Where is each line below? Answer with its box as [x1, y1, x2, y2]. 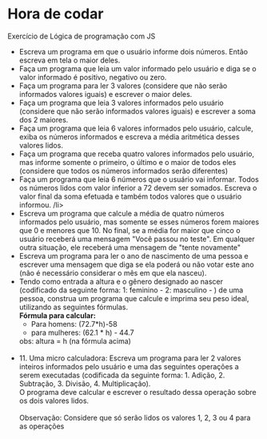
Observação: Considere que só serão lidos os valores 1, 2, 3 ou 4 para [18, 413, 251, 422]
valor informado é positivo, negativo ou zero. [18, 72, 167, 82]
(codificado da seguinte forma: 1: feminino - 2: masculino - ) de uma [18, 285, 244, 295]
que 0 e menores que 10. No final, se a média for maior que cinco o [18, 225, 241, 235]
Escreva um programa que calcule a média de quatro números [18, 208, 225, 218]
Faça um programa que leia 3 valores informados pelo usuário [18, 98, 225, 107]
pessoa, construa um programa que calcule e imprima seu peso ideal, [18, 293, 249, 303]
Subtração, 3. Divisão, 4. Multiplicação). [18, 378, 151, 389]
